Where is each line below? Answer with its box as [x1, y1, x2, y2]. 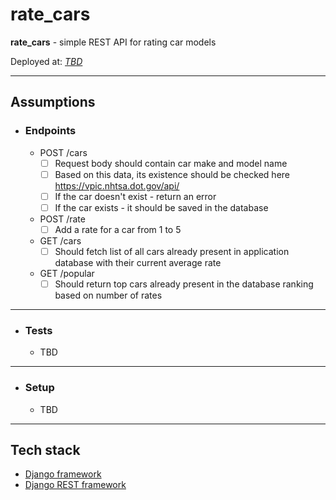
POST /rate [39, 213, 86, 225]
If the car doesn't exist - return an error [54, 190, 217, 202]
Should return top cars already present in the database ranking [54, 278, 314, 290]
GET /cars [39, 234, 82, 247]
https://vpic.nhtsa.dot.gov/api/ [54, 179, 180, 192]
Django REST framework [24, 479, 127, 491]
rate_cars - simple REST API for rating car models [10, 36, 217, 48]
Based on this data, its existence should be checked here [54, 168, 290, 180]
